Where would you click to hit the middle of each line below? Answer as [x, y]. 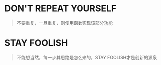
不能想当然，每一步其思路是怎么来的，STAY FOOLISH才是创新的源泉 [87, 57]
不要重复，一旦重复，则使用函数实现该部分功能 [65, 23]
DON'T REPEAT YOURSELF [61, 9]
